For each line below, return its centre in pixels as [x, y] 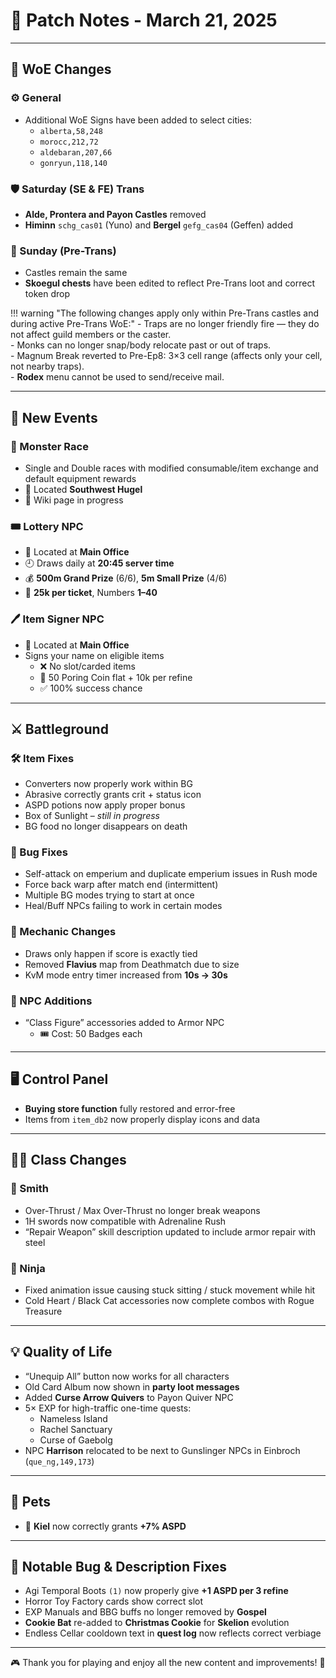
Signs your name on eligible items [94, 655]
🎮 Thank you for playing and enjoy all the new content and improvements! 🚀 [168, 1663]
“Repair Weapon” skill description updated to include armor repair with [170, 1231]
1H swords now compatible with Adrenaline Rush [125, 1221]
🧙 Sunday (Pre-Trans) [63, 251]
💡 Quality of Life [61, 1352]
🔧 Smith [29, 1189]
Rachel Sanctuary [76, 1429]
